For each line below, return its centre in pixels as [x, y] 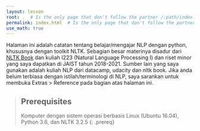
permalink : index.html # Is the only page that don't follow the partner [101, 23]
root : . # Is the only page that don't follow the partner [82, 17]
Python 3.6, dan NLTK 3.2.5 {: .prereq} [68, 122]
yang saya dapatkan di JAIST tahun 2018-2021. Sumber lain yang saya [93, 64]
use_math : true [25, 28]
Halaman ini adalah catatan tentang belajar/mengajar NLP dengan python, [97, 45]
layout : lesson [25, 12]
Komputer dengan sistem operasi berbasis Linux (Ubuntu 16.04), [100, 116]
